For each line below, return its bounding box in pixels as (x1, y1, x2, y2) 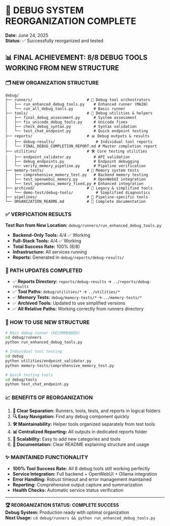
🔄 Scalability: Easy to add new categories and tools (12, 436, 120, 442)
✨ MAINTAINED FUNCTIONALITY (5, 454, 89, 461)
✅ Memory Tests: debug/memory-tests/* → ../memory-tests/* (12, 294, 143, 300)
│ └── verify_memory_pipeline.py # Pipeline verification (5, 163, 146, 168)
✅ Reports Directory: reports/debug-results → (12, 279, 112, 285)
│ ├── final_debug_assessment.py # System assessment (5, 115, 137, 120)
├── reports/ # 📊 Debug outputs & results (5, 133, 150, 139)
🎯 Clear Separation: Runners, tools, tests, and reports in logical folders (12, 408, 161, 414)
